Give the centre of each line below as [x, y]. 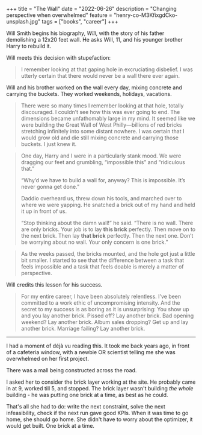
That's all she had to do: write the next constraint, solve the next [86, 406]
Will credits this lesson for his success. [54, 285]
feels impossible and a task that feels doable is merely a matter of [103, 267]
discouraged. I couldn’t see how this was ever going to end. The [100, 112]
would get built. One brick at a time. [50, 426]
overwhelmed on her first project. [47, 359]
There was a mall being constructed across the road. [72, 370]
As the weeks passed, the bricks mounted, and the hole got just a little [108, 254]
